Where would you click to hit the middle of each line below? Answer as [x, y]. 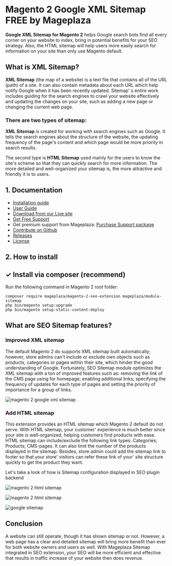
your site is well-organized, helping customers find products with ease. [80, 435]
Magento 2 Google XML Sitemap [76, 10]
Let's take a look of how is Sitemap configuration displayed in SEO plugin [83, 472]
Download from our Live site [43, 213]
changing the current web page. [39, 107]
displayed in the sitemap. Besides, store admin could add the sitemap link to [85, 451]
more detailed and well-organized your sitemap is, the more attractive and [83, 169]
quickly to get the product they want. [44, 462]
